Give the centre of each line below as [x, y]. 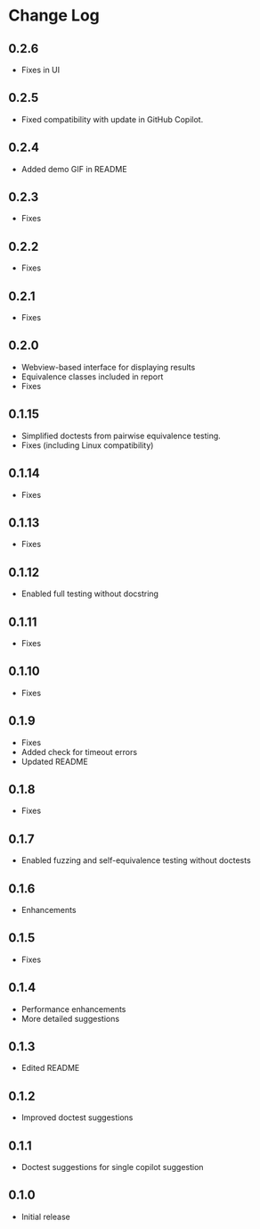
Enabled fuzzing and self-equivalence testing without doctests [136, 860]
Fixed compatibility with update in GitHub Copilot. [112, 119]
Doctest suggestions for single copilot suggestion [112, 1167]
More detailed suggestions [70, 1018]
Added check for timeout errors [79, 752]
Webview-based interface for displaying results [108, 367]
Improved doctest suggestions [77, 1117]
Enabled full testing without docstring [90, 594]
